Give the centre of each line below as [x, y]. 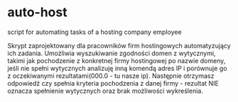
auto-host [37, 12]
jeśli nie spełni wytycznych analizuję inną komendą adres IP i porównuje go [117, 68]
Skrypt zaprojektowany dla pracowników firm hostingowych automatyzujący [119, 45]
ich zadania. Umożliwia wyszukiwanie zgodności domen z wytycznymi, [112, 53]
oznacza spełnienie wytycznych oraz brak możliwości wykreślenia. [106, 91]
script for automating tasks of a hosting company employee [95, 32]
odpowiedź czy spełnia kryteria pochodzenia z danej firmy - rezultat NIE [113, 83]
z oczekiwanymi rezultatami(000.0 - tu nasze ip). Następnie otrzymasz [111, 76]
